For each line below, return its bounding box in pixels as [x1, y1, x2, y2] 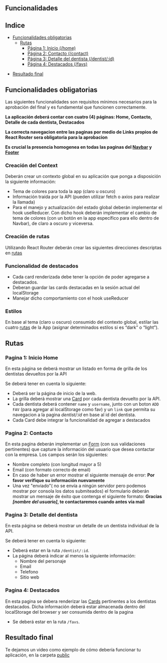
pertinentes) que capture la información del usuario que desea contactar [5, 446, 155, 452]
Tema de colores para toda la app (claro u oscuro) [12, 188, 116, 195]
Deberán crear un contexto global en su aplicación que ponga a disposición [5, 173, 161, 179]
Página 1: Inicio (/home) [27, 45, 76, 51]
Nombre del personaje [19, 558, 66, 564]
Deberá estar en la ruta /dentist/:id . [12, 547, 89, 553]
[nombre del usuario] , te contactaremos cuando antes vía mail [12, 499, 145, 505]
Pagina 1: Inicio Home [5, 354, 58, 361]
